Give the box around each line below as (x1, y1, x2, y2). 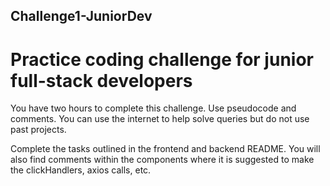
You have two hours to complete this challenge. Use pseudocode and (10, 102, 297, 114)
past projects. (10, 124, 67, 136)
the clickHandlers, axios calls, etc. (10, 164, 152, 176)
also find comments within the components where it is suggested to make (10, 154, 315, 166)
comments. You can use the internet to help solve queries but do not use (10, 113, 310, 125)
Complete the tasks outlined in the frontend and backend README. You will (10, 143, 321, 155)
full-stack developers (10, 69, 193, 92)
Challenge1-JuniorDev (10, 8, 153, 25)
